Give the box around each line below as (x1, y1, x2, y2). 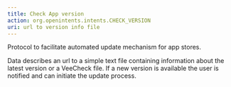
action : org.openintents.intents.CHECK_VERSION (7, 17, 151, 24)
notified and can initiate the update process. (7, 71, 136, 80)
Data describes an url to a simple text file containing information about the (7, 57, 225, 65)
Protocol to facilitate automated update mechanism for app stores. (7, 43, 201, 52)
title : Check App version (7, 10, 84, 18)
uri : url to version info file (7, 23, 100, 30)
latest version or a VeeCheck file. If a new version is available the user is (7, 64, 219, 73)
